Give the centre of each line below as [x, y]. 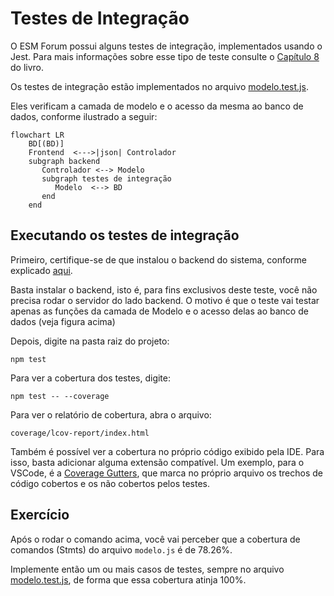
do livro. [27, 67]
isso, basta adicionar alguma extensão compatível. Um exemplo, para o [157, 462]
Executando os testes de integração [125, 235]
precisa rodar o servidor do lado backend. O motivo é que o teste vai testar [165, 300]
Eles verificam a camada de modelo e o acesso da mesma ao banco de [157, 106]
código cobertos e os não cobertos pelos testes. [110, 483]
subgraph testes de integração [106, 178]
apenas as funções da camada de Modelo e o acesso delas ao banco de [159, 311]
